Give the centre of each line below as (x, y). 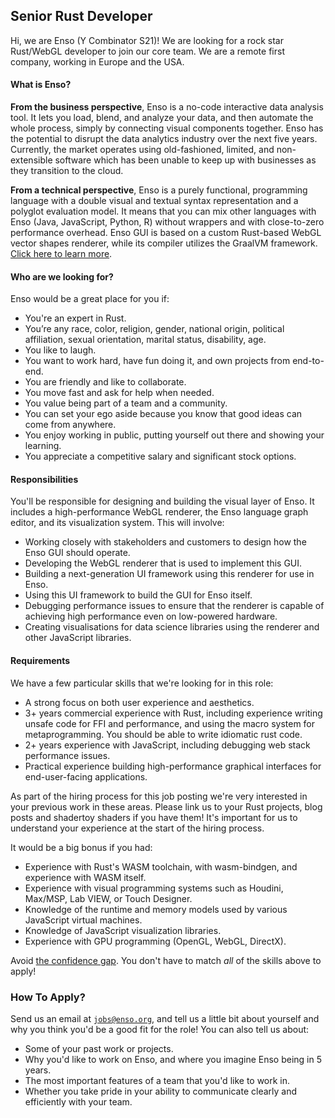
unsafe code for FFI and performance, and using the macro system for (170, 723)
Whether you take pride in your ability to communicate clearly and (161, 1091)
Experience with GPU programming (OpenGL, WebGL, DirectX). (155, 941)
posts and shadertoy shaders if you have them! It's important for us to (154, 817)
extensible (31, 160)
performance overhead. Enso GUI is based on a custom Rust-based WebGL (166, 233)
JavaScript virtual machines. (83, 920)
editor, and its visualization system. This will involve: (117, 523)
